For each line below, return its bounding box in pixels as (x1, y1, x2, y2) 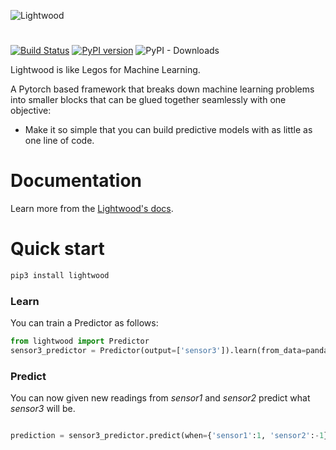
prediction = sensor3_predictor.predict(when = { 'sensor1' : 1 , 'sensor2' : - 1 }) (10, 431, 333, 441)
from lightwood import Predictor (10, 336, 150, 347)
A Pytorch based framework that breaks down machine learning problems (10, 83, 315, 95)
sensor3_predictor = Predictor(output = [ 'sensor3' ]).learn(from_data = (10, 346, 307, 356)
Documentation (10, 170, 143, 192)
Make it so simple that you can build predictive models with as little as (24, 124, 313, 136)
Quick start (10, 238, 105, 260)
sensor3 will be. (10, 403, 76, 415)
